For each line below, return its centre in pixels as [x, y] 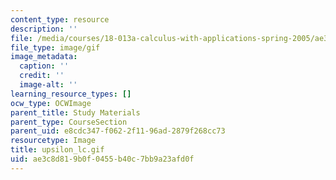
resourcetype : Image [53, 141]
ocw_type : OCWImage [51, 103]
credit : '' [42, 76]
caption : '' [44, 66]
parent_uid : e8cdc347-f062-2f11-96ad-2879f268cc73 [118, 131]
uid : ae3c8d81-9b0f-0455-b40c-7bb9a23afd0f [102, 159]
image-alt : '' [48, 85]
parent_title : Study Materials [75, 112]
